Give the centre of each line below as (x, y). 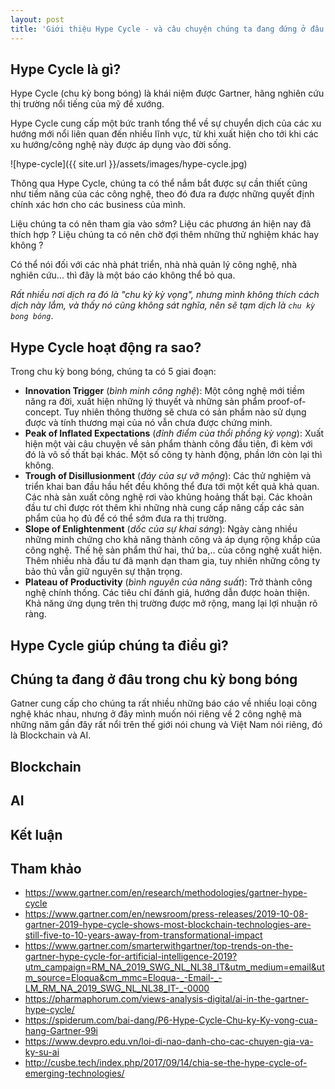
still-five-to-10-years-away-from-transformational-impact (143, 935)
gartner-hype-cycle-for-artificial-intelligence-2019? (131, 957)
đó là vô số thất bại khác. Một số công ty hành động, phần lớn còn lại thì (173, 455)
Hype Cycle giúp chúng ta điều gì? (119, 645)
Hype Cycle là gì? (66, 69)
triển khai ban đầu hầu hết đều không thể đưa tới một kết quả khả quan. (172, 487)
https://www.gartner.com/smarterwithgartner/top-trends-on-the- (159, 946)
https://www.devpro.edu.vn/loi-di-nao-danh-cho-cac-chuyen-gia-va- (169, 1042)
